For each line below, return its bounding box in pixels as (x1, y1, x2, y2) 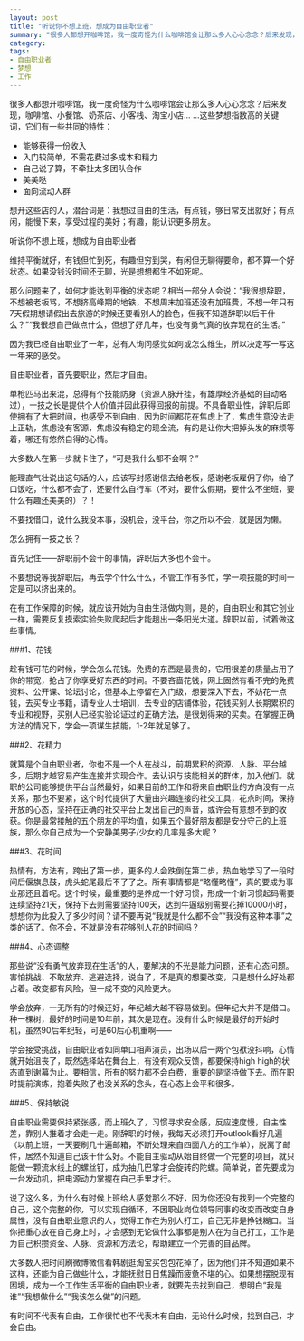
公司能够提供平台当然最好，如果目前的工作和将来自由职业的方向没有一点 (24, 781, 295, 792)
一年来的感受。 (9, 350, 65, 361)
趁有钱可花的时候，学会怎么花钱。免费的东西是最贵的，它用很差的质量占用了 (9, 663, 295, 674)
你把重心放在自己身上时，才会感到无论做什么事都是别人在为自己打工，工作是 (9, 1226, 295, 1237)
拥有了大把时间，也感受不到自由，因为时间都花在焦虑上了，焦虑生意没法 (16, 410, 287, 421)
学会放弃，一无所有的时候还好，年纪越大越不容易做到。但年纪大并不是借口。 (9, 1002, 295, 1013)
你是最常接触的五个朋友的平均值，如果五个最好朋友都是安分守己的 (24, 815, 271, 825)
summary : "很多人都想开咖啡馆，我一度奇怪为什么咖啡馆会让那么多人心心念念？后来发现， (9, 30, 299, 39)
